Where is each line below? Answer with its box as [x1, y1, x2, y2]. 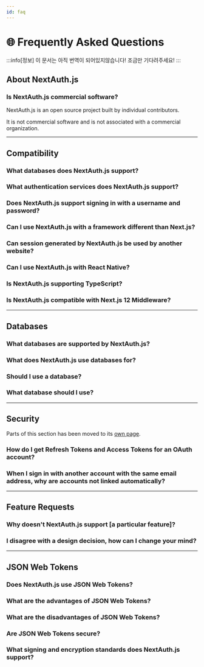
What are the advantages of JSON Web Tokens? [6, 596, 151, 605]
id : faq [6, 9, 26, 15]
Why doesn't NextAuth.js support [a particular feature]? [6, 520, 176, 529]
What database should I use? [6, 388, 94, 397]
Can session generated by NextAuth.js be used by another [6, 239, 183, 248]
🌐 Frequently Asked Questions [6, 35, 165, 49]
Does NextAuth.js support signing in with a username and [6, 199, 180, 208]
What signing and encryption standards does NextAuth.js [6, 646, 180, 654]
